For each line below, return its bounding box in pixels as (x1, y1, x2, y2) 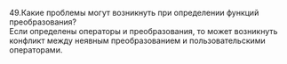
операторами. (9, 45, 63, 55)
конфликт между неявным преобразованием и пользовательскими (9, 35, 267, 46)
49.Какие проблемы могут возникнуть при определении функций (9, 8, 259, 18)
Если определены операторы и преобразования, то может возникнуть (9, 26, 278, 36)
